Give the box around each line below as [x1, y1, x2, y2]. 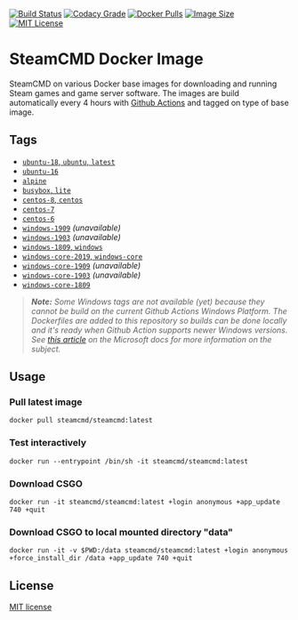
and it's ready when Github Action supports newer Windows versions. [30, 325, 288, 335]
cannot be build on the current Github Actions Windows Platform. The [30, 305, 287, 316]
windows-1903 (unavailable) [21, 231, 122, 242]
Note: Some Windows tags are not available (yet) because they [30, 296, 265, 307]
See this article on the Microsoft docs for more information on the [30, 334, 272, 344]
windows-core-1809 [21, 280, 91, 289]
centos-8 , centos [21, 194, 84, 205]
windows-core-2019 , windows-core [21, 250, 143, 262]
